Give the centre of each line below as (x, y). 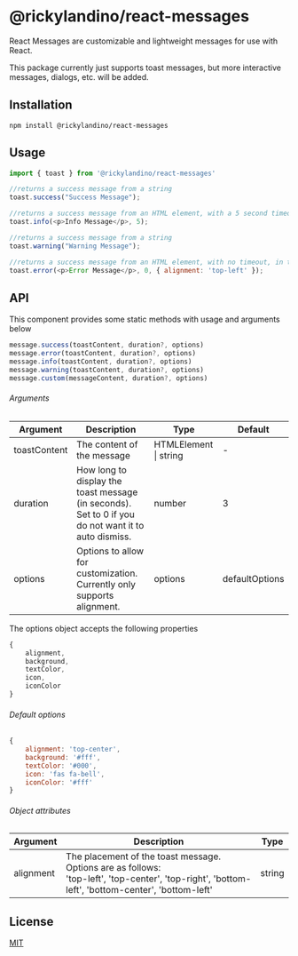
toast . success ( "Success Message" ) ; (75, 197)
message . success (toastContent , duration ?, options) (106, 345)
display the (99, 481)
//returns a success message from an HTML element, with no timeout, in (146, 262)
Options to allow (110, 551)
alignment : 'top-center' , (73, 749)
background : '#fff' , (63, 757)
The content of (107, 444)
